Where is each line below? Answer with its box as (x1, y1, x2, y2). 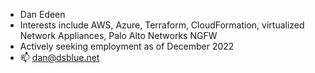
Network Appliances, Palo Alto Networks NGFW (19, 30, 218, 41)
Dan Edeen (19, 9, 66, 20)
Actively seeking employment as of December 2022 (19, 40, 235, 52)
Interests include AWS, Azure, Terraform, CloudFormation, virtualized (19, 19, 305, 31)
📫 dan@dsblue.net (19, 52, 100, 63)
